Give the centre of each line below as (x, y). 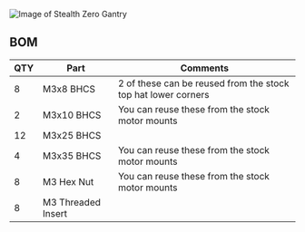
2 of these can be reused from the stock (203, 83)
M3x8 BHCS (69, 89)
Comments (205, 68)
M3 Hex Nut (68, 181)
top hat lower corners (164, 94)
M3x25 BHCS (72, 135)
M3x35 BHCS (72, 156)
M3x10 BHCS (72, 115)
